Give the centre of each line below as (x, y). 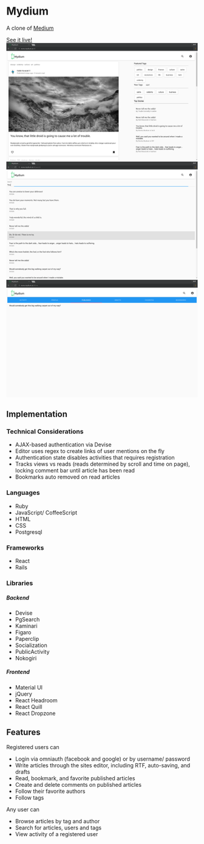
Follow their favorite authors (50, 791)
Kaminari (26, 626)
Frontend (18, 672)
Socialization (31, 645)
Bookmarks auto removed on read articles (67, 477)
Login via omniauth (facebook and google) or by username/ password (102, 759)
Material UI (29, 687)
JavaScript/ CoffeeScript (46, 513)
